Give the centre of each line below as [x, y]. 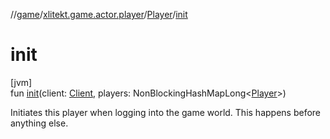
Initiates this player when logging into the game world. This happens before [166, 112]
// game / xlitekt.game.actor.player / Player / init [99, 14]
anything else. [39, 123]
